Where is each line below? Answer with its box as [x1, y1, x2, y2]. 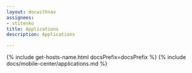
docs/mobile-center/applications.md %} [6, 60, 108, 68]
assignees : [6, 15, 34, 21]
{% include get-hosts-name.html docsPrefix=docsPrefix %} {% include [6, 54, 186, 61]
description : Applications [6, 32, 75, 38]
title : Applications [6, 26, 60, 32]
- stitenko [6, 20, 34, 26]
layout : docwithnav [6, 9, 56, 15]
